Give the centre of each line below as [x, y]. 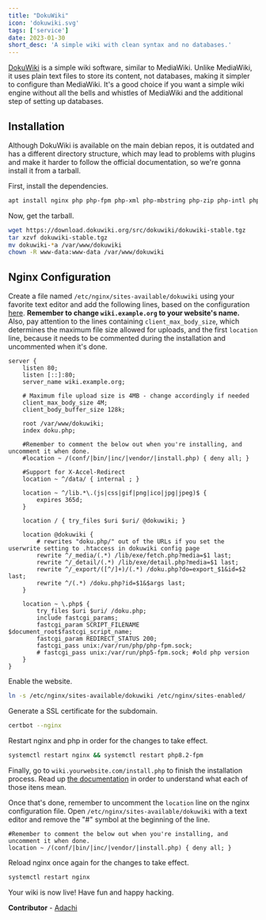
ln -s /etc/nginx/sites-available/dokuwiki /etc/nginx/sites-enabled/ [127, 696]
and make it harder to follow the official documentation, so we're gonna [125, 162]
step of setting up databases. [56, 102]
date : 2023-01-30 [37, 38]
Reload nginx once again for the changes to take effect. [99, 862]
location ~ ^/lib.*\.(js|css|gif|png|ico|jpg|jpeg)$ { [115, 493]
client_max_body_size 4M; [65, 403]
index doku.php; [49, 431]
